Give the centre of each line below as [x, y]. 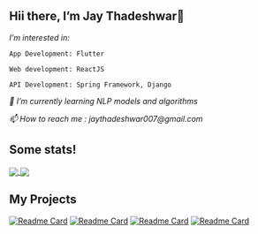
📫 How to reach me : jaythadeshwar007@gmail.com [106, 118]
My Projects [43, 200]
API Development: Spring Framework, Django [91, 85]
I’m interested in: [40, 37]
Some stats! [43, 150]
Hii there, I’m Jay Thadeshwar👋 [97, 16]
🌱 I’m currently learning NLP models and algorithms [104, 101]
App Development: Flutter [57, 54]
